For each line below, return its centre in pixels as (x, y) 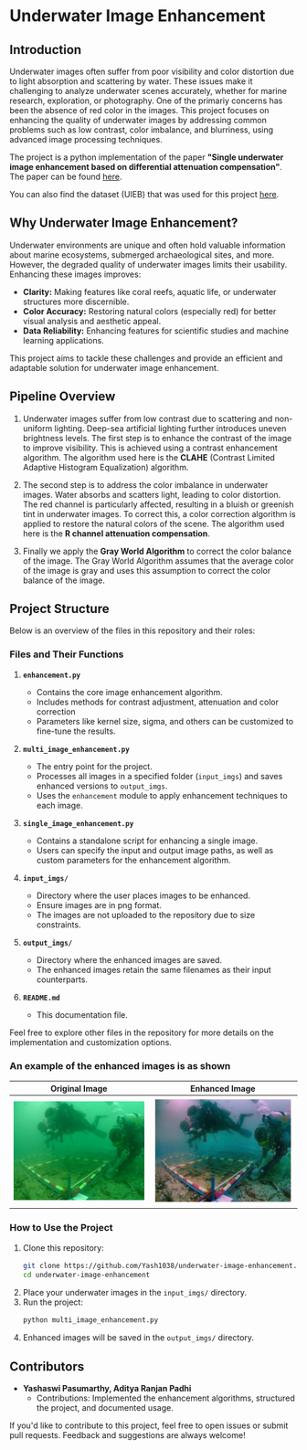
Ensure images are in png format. (99, 905)
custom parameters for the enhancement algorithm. (133, 860)
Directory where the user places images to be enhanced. (143, 895)
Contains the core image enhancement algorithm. (130, 692)
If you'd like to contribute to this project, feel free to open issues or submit (149, 1425)
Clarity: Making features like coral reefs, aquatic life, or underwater (149, 291)
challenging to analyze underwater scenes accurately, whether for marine (148, 91)
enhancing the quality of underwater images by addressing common (138, 120)
